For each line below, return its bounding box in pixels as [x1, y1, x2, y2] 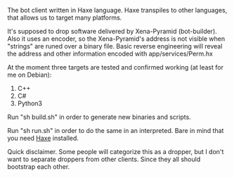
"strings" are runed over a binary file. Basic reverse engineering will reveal [7, 42, 223, 50]
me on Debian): [7, 70, 52, 79]
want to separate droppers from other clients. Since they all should [7, 155, 201, 163]
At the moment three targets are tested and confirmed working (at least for [7, 63, 223, 71]
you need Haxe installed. [7, 134, 79, 142]
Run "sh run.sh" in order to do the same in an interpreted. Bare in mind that [7, 127, 224, 134]
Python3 [17, 99, 42, 108]
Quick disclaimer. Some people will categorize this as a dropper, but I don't [7, 148, 224, 155]
